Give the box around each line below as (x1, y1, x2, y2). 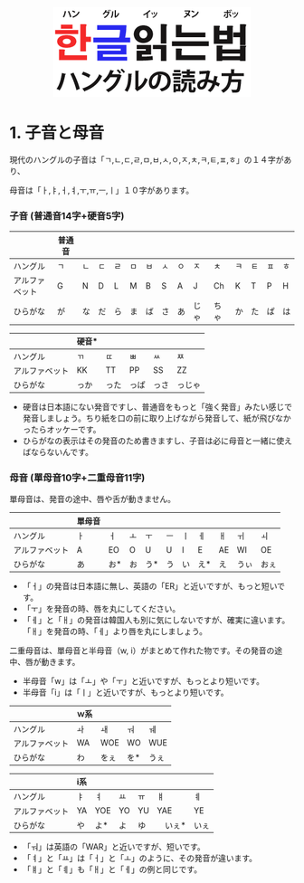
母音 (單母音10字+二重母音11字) (9, 471, 146, 484)
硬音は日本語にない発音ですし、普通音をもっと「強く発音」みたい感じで (22, 401, 292, 412)
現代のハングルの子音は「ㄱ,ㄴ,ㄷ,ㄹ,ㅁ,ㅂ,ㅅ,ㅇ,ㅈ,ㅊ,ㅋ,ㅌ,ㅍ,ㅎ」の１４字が (9, 154, 284, 165)
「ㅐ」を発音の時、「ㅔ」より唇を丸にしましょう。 (22, 625, 208, 636)
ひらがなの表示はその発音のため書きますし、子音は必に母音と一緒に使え (22, 435, 292, 446)
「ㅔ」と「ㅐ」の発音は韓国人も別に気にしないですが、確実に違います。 (22, 614, 290, 625)
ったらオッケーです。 (22, 423, 101, 434)
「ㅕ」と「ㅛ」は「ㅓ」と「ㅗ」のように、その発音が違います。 (22, 853, 258, 864)
